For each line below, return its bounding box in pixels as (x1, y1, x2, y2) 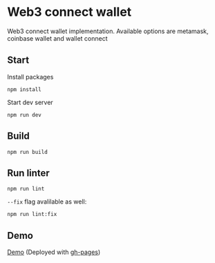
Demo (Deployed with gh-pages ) (7, 248, 101, 256)
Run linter (7, 167, 50, 179)
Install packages (7, 72, 54, 81)
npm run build (7, 148, 48, 155)
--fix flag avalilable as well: (7, 197, 87, 206)
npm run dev (7, 111, 41, 118)
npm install (7, 86, 41, 93)
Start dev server (7, 98, 53, 106)
